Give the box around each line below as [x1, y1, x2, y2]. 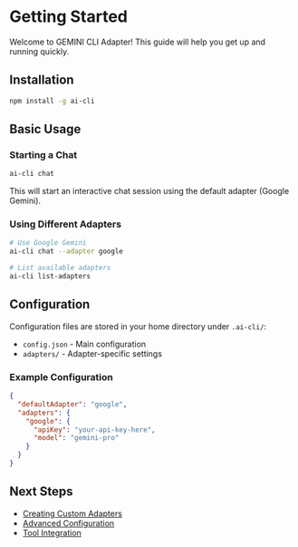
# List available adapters [9, 263, 111, 273]
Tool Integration [22, 527, 82, 538]
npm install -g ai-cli [9, 96, 95, 105]
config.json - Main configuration [22, 338, 147, 349]
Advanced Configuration [22, 517, 115, 528]
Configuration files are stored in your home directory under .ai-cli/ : [9, 320, 267, 332]
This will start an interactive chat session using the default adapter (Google [9, 186, 290, 197]
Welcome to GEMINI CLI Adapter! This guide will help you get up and [9, 36, 265, 47]
